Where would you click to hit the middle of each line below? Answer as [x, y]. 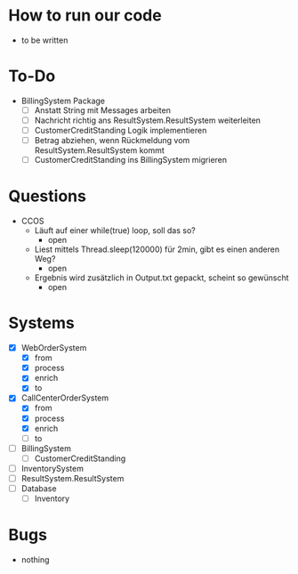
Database [39, 488]
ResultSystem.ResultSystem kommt [100, 150]
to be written [44, 40]
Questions [47, 196]
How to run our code [85, 16]
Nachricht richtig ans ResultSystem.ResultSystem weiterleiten [148, 120]
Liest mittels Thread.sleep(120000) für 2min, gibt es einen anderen [157, 249]
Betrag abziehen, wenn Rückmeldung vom [112, 141]
